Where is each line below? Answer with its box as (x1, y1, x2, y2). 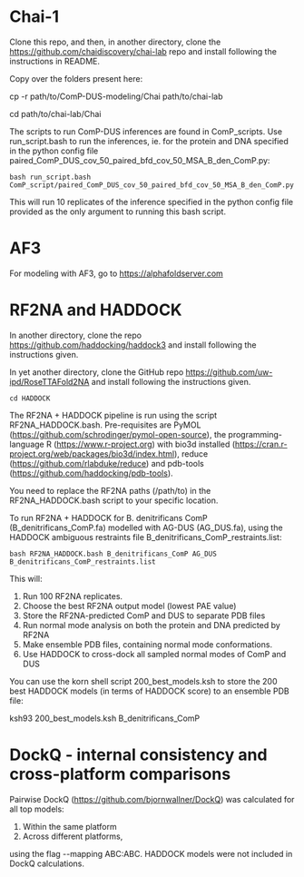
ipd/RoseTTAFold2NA (9, 376, 90, 387)
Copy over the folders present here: (9, 73, 143, 84)
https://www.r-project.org (56, 438, 152, 449)
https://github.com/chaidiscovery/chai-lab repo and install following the (9, 45, 277, 56)
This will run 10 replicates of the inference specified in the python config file (9, 196, 293, 207)
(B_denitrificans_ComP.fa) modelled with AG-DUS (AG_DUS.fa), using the (9, 522, 283, 533)
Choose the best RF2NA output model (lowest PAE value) (22, 600, 237, 611)
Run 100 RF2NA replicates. (22, 590, 123, 601)
